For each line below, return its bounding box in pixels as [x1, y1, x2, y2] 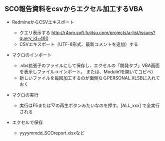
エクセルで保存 [11, 119, 43, 125]
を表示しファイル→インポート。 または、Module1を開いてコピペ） [19, 68, 156, 74]
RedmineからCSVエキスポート [11, 19, 74, 25]
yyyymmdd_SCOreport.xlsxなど [19, 129, 85, 136]
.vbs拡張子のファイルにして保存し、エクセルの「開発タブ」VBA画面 [19, 62, 160, 68]
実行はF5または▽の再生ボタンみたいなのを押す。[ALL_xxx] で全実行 [19, 102, 160, 108]
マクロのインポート [11, 51, 52, 57]
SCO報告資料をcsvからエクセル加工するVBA [4, 4, 143, 13]
